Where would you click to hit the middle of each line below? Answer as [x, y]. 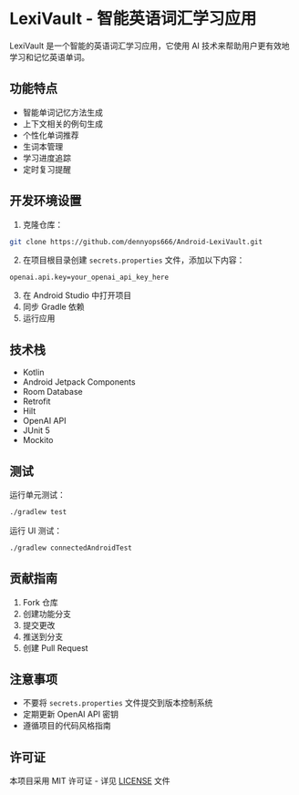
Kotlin [33, 372]
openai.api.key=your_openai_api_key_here [89, 278]
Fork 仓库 [41, 602]
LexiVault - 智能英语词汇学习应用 [133, 19]
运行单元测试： [37, 495]
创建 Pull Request [55, 647]
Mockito [38, 440]
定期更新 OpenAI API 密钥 [71, 714]
